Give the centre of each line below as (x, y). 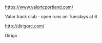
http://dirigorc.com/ (25, 26)
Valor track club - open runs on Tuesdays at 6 (51, 16)
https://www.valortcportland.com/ (39, 7)
